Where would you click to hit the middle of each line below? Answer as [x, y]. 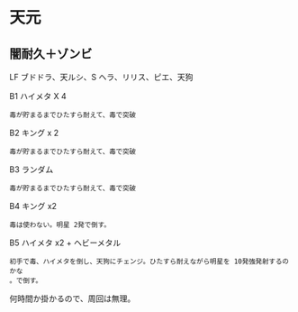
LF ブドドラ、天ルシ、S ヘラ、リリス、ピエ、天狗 [101, 77]
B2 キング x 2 [34, 133]
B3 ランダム [32, 170]
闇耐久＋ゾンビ [51, 54]
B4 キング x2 [33, 206]
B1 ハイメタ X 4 [38, 96]
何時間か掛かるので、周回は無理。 [72, 298]
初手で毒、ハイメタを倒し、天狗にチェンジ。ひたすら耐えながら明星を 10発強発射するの [149, 262]
